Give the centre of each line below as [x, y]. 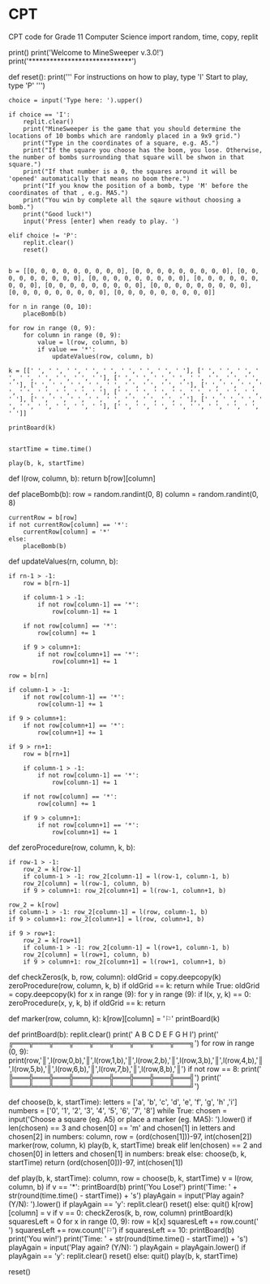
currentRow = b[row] [43, 517]
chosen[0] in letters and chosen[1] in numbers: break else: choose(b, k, [128, 1153]
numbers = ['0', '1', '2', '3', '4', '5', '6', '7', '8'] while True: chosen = [118, 1110]
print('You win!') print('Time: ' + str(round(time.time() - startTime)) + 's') [129, 1238]
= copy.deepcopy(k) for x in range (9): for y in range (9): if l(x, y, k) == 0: [130, 994]
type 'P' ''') [27, 85]
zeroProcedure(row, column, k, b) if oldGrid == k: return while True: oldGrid [134, 986]
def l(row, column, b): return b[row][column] [82, 478]
